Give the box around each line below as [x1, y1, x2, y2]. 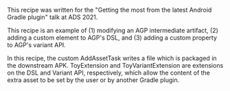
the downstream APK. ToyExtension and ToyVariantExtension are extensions [7, 62, 224, 69]
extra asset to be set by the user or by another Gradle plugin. [7, 76, 180, 84]
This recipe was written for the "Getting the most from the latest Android [7, 6, 212, 14]
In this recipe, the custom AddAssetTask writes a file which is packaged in [7, 54, 218, 62]
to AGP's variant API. [7, 41, 67, 49]
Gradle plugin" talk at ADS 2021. [7, 13, 98, 21]
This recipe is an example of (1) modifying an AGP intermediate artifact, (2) [7, 27, 218, 34]
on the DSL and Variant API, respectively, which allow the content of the [7, 68, 211, 77]
